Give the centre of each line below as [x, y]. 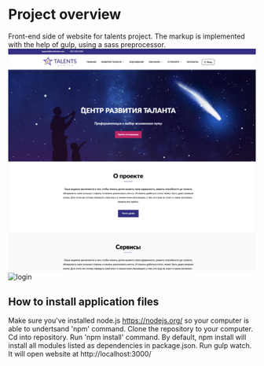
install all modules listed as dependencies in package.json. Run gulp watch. [130, 346]
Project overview [65, 15]
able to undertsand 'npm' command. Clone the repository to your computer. [131, 329]
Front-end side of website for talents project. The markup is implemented [126, 36]
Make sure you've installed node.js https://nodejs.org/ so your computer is [129, 320]
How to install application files [84, 301]
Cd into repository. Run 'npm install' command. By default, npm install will [127, 337]
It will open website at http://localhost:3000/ [80, 354]
